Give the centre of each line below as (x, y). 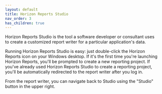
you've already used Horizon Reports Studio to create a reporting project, (79, 67)
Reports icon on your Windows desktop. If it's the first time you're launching (81, 57)
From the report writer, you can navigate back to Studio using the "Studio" (79, 81)
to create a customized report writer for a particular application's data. (75, 42)
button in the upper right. (30, 86)
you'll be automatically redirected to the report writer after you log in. (74, 72)
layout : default (21, 9)
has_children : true (25, 23)
